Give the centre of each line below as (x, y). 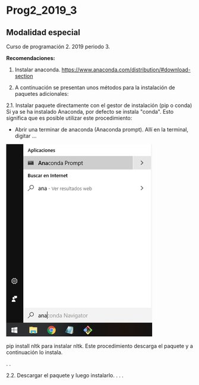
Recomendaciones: (31, 58)
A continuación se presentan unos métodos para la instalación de (95, 87)
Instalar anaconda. (37, 70)
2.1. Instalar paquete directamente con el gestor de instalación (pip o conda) (99, 105)
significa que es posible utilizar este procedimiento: (69, 118)
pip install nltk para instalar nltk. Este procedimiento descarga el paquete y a (99, 346)
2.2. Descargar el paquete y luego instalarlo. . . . (65, 375)
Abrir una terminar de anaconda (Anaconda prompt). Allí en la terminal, (102, 129)
